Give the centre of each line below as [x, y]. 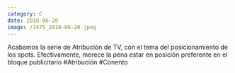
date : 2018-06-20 [33, 21]
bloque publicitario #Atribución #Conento [68, 62]
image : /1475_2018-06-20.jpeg [52, 27]
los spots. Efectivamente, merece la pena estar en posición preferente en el [117, 55]
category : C [25, 14]
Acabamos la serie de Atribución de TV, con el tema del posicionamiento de [118, 47]
